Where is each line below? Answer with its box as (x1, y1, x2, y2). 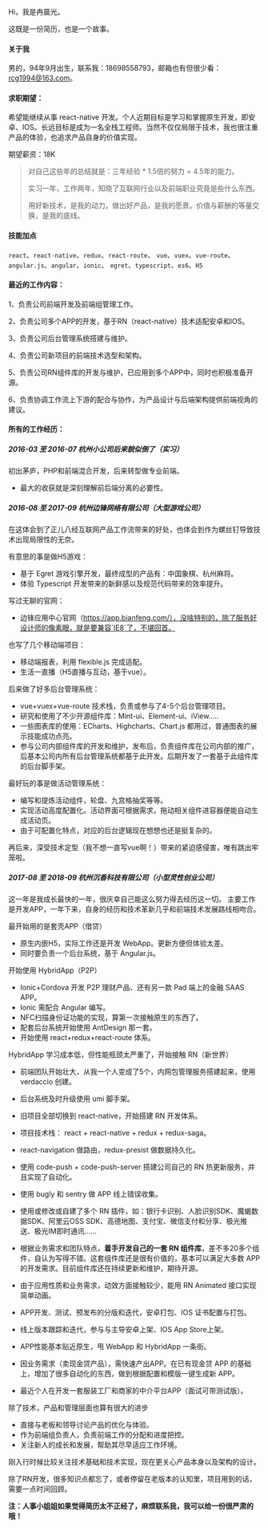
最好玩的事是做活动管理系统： (8, 778, 106, 788)
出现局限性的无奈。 (14, 534, 78, 544)
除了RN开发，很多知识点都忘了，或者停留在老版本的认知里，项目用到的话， (8, 1474, 257, 1484)
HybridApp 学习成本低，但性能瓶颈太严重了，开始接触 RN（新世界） (8, 1050, 234, 1059)
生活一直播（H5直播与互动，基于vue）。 (19, 667, 150, 677)
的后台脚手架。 (19, 762, 70, 771)
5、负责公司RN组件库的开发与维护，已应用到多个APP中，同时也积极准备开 (8, 368, 254, 377)
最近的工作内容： (8, 280, 65, 290)
